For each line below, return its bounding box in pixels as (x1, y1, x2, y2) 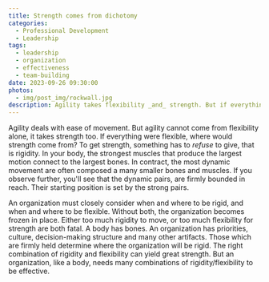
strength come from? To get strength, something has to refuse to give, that (8, 140, 255, 150)
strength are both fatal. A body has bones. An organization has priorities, (8, 224, 248, 233)
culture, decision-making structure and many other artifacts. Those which (8, 232, 252, 242)
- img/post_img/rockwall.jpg (15, 94, 113, 102)
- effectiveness (15, 64, 70, 72)
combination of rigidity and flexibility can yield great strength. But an (8, 249, 235, 259)
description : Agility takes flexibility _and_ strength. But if (8, 101, 227, 109)
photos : (8, 86, 34, 95)
